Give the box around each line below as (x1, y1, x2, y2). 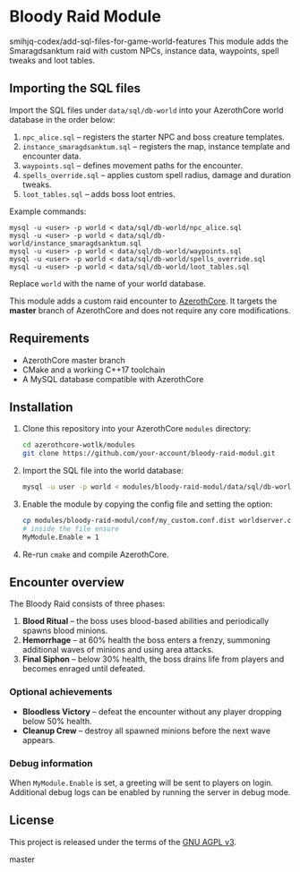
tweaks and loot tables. (9, 55, 96, 65)
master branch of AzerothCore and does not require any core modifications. (9, 304, 291, 315)
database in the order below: (9, 114, 116, 124)
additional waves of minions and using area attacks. (21, 645, 214, 655)
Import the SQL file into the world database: (21, 466, 184, 476)
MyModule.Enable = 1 (21, 533, 99, 542)
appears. (21, 734, 56, 745)
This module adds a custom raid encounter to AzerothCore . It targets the (9, 295, 278, 306)
